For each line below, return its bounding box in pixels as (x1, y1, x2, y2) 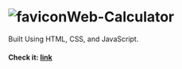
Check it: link (8, 52, 53, 62)
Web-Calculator (66, 8, 175, 26)
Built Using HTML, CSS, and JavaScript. (8, 34, 139, 44)
